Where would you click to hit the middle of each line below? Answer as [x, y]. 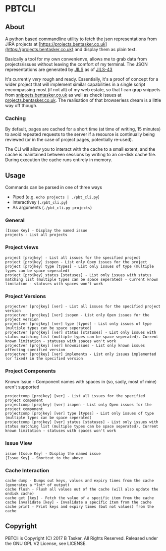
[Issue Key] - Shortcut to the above [44, 458]
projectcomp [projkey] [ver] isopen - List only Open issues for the [79, 405]
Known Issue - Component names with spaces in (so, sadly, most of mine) [81, 382]
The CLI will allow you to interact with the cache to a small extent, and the [80, 149]
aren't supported [22, 387]
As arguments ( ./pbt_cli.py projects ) [52, 208]
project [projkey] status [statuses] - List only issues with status [79, 275]
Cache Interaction [27, 470]
